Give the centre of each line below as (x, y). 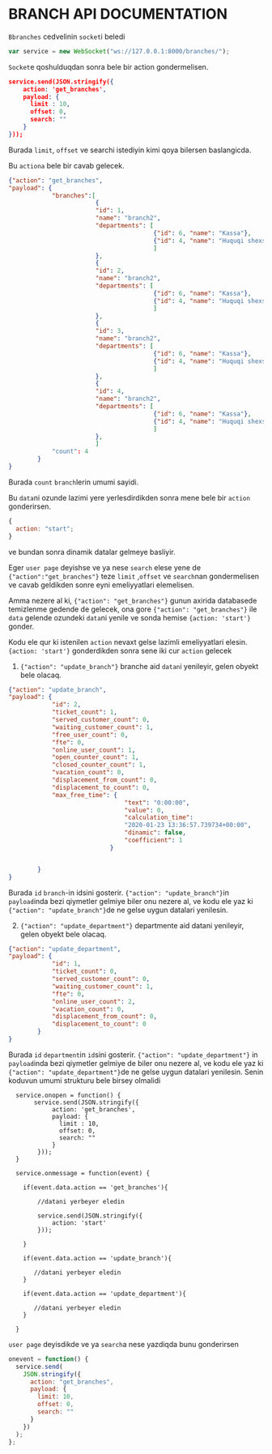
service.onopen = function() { (68, 1095)
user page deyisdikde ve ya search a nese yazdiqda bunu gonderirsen (123, 1344)
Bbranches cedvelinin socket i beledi (67, 36)
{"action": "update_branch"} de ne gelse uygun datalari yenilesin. (118, 910)
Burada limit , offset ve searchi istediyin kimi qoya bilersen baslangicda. (130, 150)
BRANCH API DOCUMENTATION (118, 14)
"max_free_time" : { (84, 795)
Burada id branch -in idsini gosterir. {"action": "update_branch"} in (119, 893)
